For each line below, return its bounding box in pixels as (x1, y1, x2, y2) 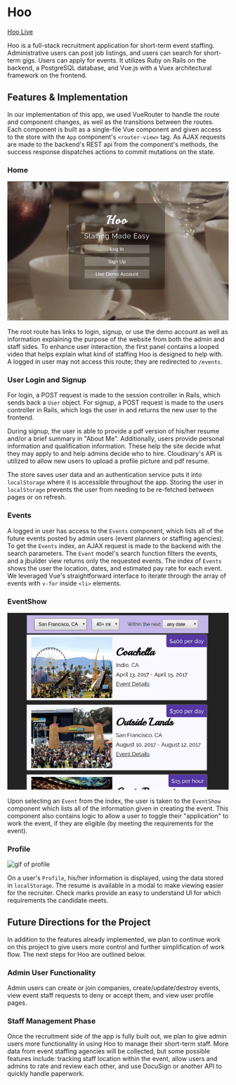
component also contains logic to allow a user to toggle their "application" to (7, 811, 229, 820)
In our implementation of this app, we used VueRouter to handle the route (7, 110, 220, 118)
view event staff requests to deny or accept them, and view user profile (7, 991, 214, 1000)
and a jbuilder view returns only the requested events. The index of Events (7, 557, 222, 565)
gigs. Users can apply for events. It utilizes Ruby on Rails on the (22, 56, 206, 64)
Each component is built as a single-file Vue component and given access (7, 125, 222, 134)
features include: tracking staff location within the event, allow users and (7, 1055, 218, 1063)
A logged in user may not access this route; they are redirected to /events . (7, 357, 223, 366)
